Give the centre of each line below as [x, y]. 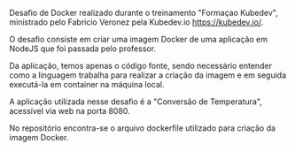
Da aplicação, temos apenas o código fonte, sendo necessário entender [141, 66]
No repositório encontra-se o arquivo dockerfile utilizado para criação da [143, 128]
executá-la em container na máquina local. [87, 84]
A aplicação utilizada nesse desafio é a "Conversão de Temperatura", [136, 102]
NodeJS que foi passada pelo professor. [83, 49]
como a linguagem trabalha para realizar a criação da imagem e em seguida [148, 75]
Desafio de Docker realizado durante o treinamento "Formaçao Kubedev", [144, 13]
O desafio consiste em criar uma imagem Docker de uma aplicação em [139, 39]
